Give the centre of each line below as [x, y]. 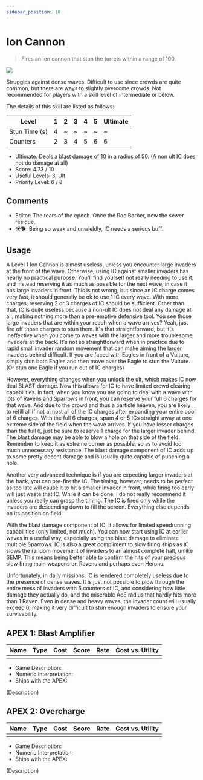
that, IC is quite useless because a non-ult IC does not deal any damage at [99, 310]
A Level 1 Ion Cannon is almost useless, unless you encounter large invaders [101, 265]
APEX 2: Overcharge [46, 711]
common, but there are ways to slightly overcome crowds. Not [84, 88]
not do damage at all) [41, 163]
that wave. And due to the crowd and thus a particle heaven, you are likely [98, 405]
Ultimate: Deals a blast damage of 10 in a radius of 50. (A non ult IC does [105, 156]
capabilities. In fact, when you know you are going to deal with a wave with [100, 392]
